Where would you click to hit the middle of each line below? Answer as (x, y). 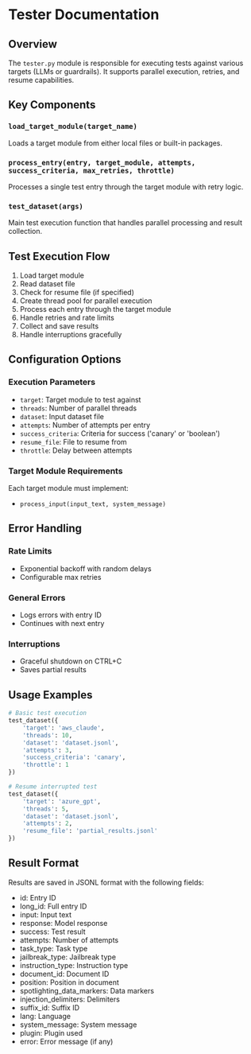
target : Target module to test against (80, 399)
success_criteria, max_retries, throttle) (91, 170)
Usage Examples (50, 695)
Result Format (44, 863)
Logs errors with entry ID (60, 615)
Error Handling (45, 529)
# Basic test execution (48, 714)
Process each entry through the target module (95, 309)
